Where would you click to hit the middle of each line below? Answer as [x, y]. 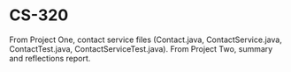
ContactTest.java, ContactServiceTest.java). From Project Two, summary [141, 48]
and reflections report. [50, 58]
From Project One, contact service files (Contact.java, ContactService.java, [146, 40]
